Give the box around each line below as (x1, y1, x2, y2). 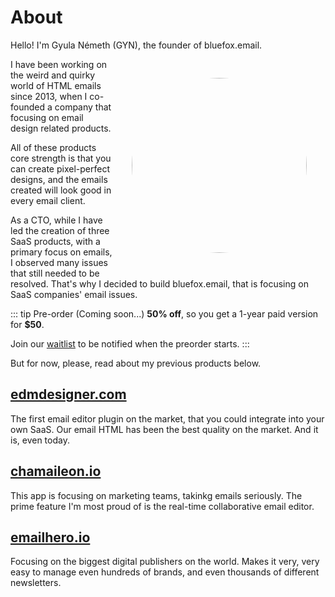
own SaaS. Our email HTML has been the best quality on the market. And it (10, 423, 319, 435)
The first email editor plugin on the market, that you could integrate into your (10, 412, 325, 425)
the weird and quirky (10, 69, 96, 81)
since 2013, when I (10, 90, 88, 102)
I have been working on (10, 58, 108, 70)
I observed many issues (10, 256, 108, 268)
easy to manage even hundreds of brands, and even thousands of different (10, 566, 320, 578)
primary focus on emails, (10, 246, 113, 258)
